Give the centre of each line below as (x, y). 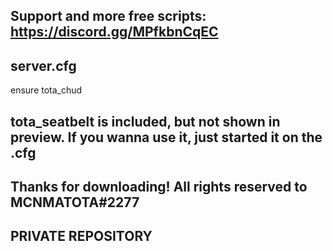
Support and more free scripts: (108, 16)
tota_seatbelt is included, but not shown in (145, 121)
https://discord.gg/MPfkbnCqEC (114, 32)
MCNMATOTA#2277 (75, 202)
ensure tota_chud (46, 90)
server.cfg (43, 65)
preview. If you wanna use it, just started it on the (166, 137)
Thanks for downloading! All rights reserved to (159, 186)
